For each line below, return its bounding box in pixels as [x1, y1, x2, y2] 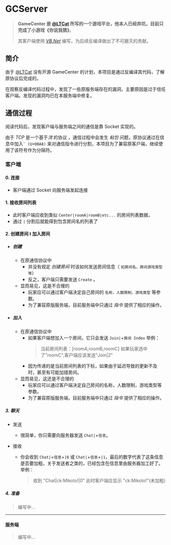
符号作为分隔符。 [18, 147, 54, 153]
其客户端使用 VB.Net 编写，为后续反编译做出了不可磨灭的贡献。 [17, 38, 151, 44]
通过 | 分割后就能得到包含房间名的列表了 [12, 218, 98, 224]
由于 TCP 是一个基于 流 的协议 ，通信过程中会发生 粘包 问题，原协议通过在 [5, 134, 160, 140]
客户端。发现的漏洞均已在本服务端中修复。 [5, 92, 95, 99]
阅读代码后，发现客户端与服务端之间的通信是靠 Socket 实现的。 [5, 123, 138, 129]
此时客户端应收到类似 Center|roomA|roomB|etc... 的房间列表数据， [12, 211, 153, 218]
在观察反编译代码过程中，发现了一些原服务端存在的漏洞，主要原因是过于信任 [5, 86, 166, 92]
